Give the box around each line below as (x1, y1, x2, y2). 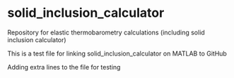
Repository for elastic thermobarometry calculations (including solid (7, 28, 205, 37)
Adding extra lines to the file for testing (7, 63, 121, 71)
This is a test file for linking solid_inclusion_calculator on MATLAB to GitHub (7, 49, 228, 58)
